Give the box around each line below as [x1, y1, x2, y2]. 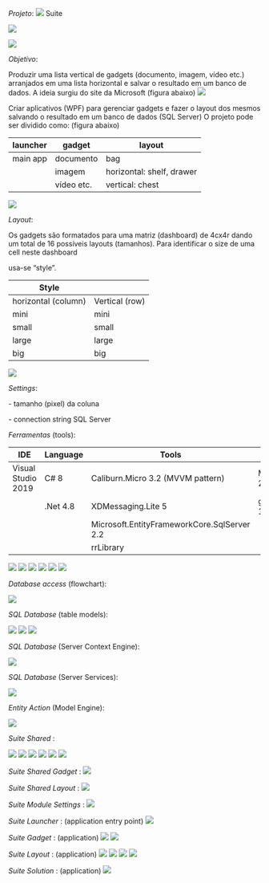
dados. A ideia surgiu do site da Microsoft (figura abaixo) [8, 88, 196, 97]
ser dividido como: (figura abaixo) [8, 120, 120, 130]
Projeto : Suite [8, 9, 62, 18]
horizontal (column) [12, 295, 86, 307]
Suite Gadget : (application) [8, 833, 99, 842]
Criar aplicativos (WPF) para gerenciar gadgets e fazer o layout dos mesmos [8, 104, 261, 112]
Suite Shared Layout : [8, 783, 80, 792]
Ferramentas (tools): [8, 430, 76, 439]
